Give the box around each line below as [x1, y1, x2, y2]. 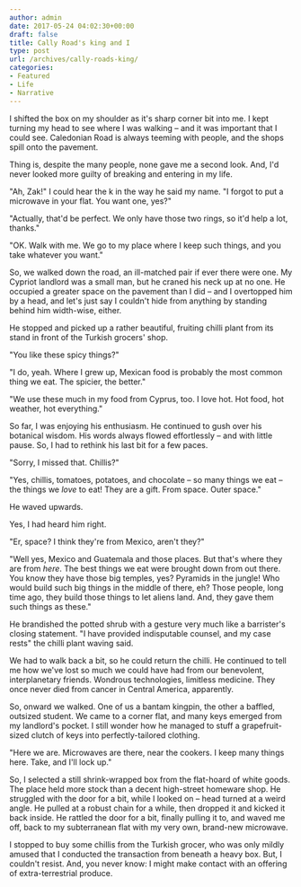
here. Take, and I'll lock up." [9, 756, 112, 768]
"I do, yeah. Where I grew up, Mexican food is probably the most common [9, 366, 283, 377]
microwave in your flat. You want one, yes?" [9, 195, 173, 206]
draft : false [9, 30, 58, 39]
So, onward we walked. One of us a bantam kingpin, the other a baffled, [9, 701, 276, 712]
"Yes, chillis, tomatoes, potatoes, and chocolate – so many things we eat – [9, 474, 283, 485]
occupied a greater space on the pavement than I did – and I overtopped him [9, 285, 293, 296]
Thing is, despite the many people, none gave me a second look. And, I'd [9, 159, 279, 170]
